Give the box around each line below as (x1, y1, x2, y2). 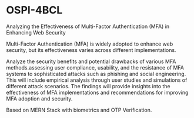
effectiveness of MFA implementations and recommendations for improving (6, 89, 189, 96)
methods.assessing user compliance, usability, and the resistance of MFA (6, 64, 184, 71)
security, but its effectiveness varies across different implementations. (6, 46, 176, 53)
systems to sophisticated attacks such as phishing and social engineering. (6, 70, 186, 77)
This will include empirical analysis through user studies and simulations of (6, 77, 188, 84)
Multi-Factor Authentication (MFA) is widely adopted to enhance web (6, 40, 173, 47)
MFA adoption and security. (6, 95, 73, 102)
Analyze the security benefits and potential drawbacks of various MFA (6, 58, 176, 65)
